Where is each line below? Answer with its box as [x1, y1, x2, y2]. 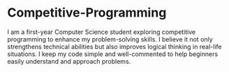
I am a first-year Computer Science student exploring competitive [7, 28, 196, 36]
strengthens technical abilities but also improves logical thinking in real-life [7, 42, 222, 51]
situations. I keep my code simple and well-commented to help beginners [7, 50, 219, 58]
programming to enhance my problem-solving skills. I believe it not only [7, 35, 213, 43]
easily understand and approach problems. [7, 57, 131, 65]
